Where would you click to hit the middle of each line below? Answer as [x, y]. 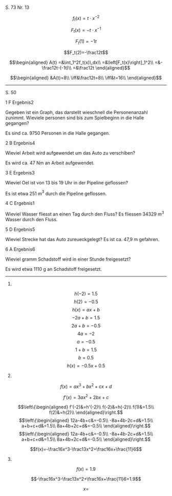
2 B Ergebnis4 [20, 143]
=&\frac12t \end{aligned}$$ [101, 68]
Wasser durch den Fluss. [31, 220]
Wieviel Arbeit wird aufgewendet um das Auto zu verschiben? [70, 153]
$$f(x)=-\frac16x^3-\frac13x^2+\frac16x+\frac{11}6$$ [86, 449]
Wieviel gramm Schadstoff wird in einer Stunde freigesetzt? [68, 259]
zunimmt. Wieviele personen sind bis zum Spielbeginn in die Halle [75, 118]
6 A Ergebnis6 [20, 249]
